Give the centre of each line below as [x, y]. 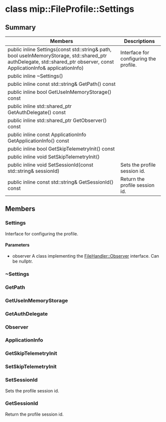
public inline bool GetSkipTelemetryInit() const [61, 149]
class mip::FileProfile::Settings [70, 9]
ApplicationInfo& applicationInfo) [46, 68]
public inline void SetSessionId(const [51, 165]
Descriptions [139, 41]
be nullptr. [22, 261]
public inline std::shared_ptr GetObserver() [57, 120]
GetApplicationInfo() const [38, 141]
